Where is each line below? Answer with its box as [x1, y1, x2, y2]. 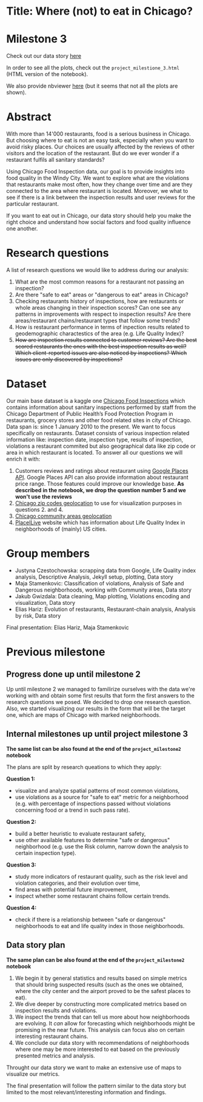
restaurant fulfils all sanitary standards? [6, 156, 105, 164]
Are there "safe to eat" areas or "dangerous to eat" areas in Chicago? [15, 291, 189, 298]
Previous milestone [6, 645, 105, 659]
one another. [6, 225, 38, 232]
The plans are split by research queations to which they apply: [6, 763, 162, 770]
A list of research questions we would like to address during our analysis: [6, 267, 189, 273]
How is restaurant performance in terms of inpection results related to [15, 324, 190, 330]
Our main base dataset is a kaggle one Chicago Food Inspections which [6, 397, 185, 404]
